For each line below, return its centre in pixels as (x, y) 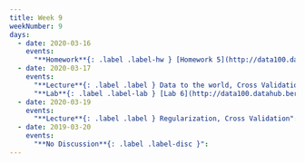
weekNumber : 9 (36, 26)
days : (20, 34)
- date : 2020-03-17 (54, 69)
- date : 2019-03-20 (54, 128)
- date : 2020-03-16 (54, 43)
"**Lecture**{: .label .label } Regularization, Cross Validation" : (166, 119)
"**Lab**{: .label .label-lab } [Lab (105, 93)
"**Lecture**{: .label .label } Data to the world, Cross (145, 85)
